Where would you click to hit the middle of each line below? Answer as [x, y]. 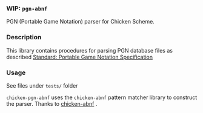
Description [24, 37]
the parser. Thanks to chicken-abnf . [52, 103]
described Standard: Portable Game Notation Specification [80, 57]
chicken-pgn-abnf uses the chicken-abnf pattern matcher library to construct [102, 97]
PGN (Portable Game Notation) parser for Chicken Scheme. [80, 22]
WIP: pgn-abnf [27, 8]
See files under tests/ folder [42, 85]
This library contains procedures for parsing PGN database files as [89, 50]
